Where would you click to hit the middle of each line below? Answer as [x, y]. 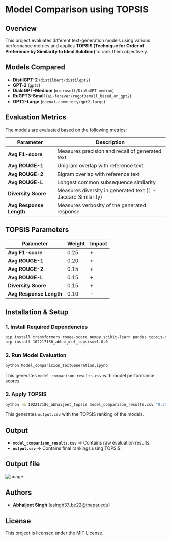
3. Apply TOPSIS [26, 394]
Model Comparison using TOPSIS [77, 9]
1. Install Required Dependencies [47, 327]
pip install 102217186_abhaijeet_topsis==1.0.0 [57, 342]
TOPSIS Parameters [37, 230]
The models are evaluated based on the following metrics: [66, 130]
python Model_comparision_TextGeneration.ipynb [57, 366]
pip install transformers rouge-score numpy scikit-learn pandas [76, 337]
